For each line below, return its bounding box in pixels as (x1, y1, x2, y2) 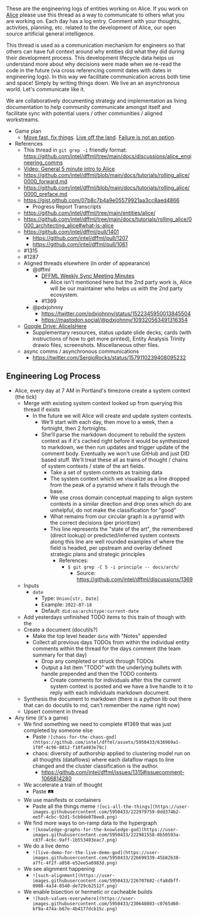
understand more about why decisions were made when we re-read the (6, 60, 181, 68)
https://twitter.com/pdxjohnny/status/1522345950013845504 (41, 310, 191, 317)
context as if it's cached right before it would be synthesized (41, 437, 190, 444)
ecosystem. (50, 291, 79, 298)
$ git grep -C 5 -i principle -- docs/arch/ (68, 564, 179, 570)
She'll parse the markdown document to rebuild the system (41, 431, 186, 438)
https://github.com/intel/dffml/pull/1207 (32, 235, 129, 242)
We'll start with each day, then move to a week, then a (41, 418, 174, 425)
